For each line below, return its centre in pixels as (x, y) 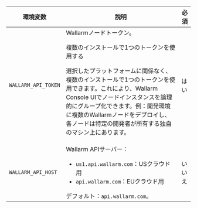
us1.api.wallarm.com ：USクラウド (123, 164)
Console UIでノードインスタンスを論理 (119, 97)
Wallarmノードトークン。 (101, 33)
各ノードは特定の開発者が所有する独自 (119, 124)
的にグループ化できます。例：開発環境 (118, 106)
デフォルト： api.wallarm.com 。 (109, 196)
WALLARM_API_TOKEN (35, 85)
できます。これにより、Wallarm (115, 88)
